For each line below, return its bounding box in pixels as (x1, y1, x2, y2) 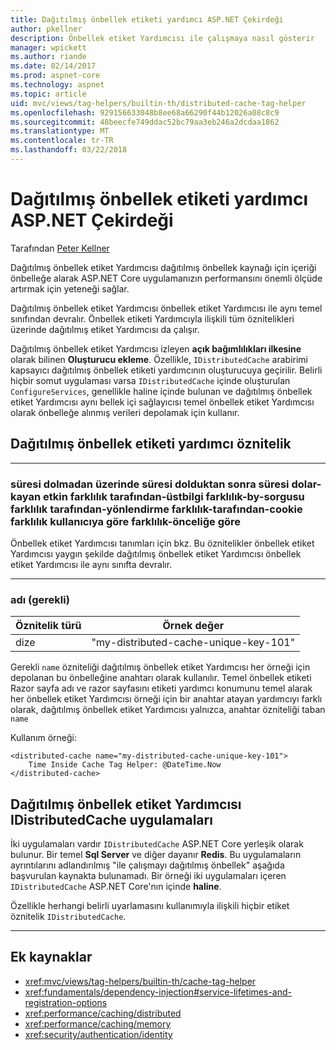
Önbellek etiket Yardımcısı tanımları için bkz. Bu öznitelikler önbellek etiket (10, 537, 315, 549)
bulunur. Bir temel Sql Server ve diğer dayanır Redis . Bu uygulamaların (10, 849, 302, 861)
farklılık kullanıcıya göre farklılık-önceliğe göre (10, 514, 242, 528)
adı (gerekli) (10, 592, 70, 606)
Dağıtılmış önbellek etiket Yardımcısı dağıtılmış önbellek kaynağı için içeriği (10, 261, 317, 273)
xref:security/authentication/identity (24, 1028, 173, 1040)
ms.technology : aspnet (10, 80, 105, 90)
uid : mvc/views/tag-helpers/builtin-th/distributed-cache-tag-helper (10, 98, 307, 108)
